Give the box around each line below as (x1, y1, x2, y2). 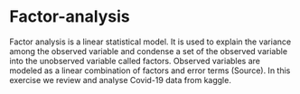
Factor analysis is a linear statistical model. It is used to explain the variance (9, 36, 292, 47)
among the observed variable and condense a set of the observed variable (9, 45, 287, 56)
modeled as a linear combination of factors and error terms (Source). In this (9, 65, 291, 76)
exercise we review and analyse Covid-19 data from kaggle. (9, 74, 232, 85)
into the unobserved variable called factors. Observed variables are (9, 55, 260, 66)
